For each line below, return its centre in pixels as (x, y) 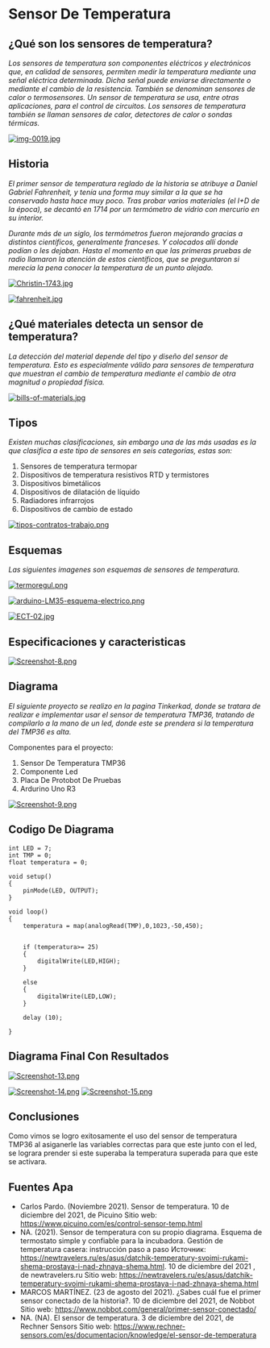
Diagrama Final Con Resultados (89, 1057)
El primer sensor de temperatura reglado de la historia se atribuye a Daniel (133, 183)
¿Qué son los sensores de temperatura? (110, 44)
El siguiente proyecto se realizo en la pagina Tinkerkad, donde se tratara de (135, 705)
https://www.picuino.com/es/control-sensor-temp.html (111, 1224)
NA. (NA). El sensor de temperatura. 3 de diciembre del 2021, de (127, 1318)
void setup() (30, 876)
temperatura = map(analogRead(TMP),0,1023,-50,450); (113, 926)
